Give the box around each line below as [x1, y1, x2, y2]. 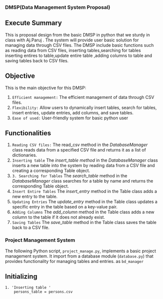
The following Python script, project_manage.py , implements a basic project [5, 248, 157, 254]
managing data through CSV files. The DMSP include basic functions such [5, 42, 154, 48]
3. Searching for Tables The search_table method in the [12, 173, 127, 179]
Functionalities [5, 129, 51, 137]
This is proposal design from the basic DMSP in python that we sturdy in [5, 32, 150, 37]
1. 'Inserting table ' [5, 285, 51, 290]
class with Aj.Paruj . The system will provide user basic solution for [5, 37, 139, 43]
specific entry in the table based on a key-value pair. [12, 204, 118, 210]
